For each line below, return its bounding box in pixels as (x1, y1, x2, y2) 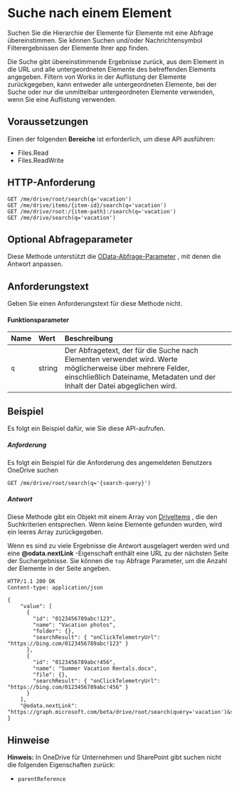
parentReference (17, 775, 66, 783)
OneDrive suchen (7, 466, 59, 474)
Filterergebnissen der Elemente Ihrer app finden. (7, 43, 149, 52)
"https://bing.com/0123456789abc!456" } (7, 684, 129, 691)
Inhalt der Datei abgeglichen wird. (64, 381, 177, 391)
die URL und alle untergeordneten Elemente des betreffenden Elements (7, 65, 216, 73)
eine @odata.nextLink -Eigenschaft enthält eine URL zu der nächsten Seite (7, 549, 229, 557)
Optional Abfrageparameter (7, 233, 133, 245)
